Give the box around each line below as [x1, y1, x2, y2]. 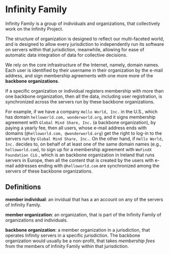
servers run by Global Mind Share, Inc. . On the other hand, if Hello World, [5, 135, 164, 142]
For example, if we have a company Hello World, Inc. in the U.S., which [5, 108, 158, 115]
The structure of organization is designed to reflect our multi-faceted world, [5, 36, 164, 42]
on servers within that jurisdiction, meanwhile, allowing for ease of [5, 46, 145, 52]
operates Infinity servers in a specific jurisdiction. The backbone [5, 232, 140, 238]
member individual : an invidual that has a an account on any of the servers [5, 196, 163, 202]
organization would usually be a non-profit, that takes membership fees [5, 238, 155, 244]
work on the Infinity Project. [5, 25, 64, 32]
